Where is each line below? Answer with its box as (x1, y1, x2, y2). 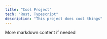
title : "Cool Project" (5, 7, 52, 12)
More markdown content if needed (5, 30, 76, 36)
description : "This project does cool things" (5, 16, 103, 21)
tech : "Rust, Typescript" (5, 12, 58, 17)
